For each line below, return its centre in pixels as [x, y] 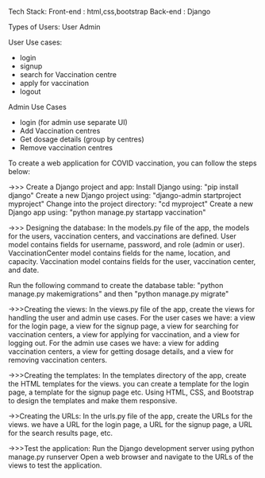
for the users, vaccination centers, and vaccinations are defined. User [122, 236]
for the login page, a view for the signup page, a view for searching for [124, 326]
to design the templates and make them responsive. [93, 400]
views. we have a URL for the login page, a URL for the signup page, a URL [130, 424]
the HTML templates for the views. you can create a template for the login [129, 384]
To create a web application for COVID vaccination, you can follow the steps [132, 163]
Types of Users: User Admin [54, 27]
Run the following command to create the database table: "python [116, 285]
